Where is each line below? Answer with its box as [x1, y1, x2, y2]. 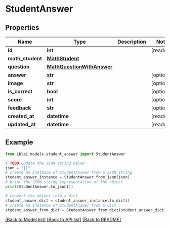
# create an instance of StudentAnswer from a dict [5, 203, 116, 208]
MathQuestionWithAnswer [47, 63, 113, 70]
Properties [5, 23, 39, 32]
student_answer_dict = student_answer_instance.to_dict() [5, 198, 130, 203]
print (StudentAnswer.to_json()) [5, 184, 73, 190]
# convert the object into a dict [5, 193, 78, 198]
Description [117, 39, 147, 45]
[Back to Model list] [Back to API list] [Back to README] [5, 216, 121, 223]
